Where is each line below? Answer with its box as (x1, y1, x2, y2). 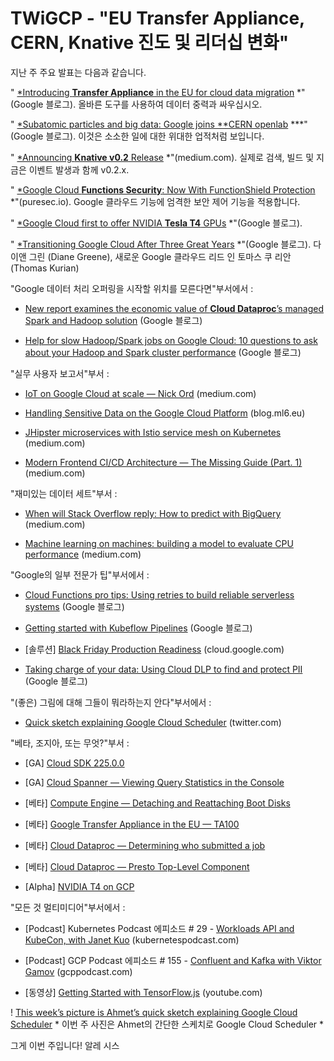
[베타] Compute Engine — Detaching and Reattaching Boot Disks (24, 797, 291, 809)
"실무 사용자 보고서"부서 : (10, 367, 110, 379)
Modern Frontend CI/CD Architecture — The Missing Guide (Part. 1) (24, 456, 303, 468)
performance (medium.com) (24, 548, 142, 560)
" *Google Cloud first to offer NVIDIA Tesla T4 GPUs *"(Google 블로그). (10, 217, 303, 229)
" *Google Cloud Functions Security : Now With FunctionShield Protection (10, 183, 316, 196)
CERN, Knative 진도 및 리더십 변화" (10, 32, 290, 54)
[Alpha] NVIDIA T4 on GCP (24, 880, 135, 892)
